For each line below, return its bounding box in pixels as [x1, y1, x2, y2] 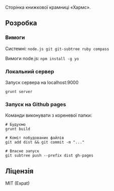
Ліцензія [5, 167, 34, 175]
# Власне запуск [5, 149, 39, 154]
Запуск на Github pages [5, 101, 67, 108]
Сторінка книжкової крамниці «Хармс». [5, 5, 91, 10]
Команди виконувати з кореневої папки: [5, 112, 92, 118]
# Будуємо [5, 122, 26, 127]
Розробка [5, 19, 37, 27]
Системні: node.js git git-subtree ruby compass [5, 45, 109, 52]
